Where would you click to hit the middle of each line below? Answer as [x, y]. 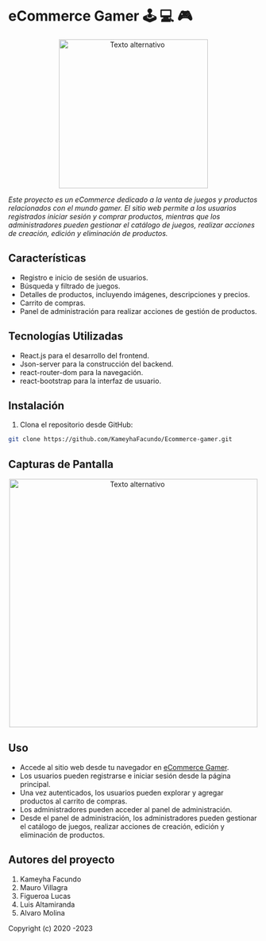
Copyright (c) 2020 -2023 [51, 928]
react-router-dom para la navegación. [81, 372]
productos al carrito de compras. [73, 801]
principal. [35, 784]
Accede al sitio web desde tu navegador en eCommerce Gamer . [124, 767]
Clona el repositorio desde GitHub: [76, 425]
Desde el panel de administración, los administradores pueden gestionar [138, 818]
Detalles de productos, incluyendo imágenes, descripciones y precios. [135, 294]
